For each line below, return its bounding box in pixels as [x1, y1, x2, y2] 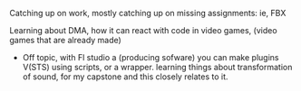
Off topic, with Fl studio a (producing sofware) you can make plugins [22, 52, 279, 62]
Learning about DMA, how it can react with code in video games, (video [9, 25, 278, 35]
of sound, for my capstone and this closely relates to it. [22, 71, 228, 82]
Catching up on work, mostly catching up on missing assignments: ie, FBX [9, 8, 286, 18]
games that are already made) [9, 35, 122, 45]
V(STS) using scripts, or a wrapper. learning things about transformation [22, 62, 293, 72]
